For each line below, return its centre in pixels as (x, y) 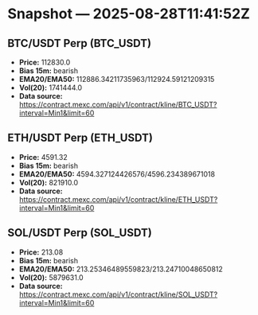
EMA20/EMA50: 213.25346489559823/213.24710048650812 (121, 269)
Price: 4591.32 (43, 157)
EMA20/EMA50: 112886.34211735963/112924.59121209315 (117, 79)
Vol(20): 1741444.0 (51, 87)
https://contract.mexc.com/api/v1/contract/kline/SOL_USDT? (118, 294)
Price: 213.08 (41, 252)
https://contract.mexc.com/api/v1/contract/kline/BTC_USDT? (118, 105)
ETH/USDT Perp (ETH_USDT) (80, 138)
